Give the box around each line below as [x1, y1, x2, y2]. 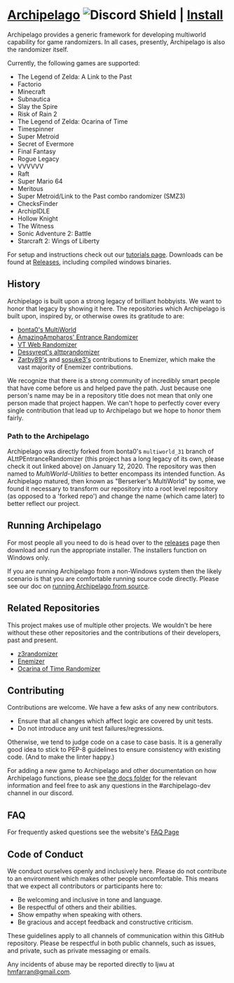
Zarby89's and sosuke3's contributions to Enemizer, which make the [17, 355, 216, 363]
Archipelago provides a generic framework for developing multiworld [7, 30, 207, 39]
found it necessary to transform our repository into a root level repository [7, 485, 219, 493]
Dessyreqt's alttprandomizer [17, 348, 100, 356]
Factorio [17, 79, 42, 88]
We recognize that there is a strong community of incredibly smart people [7, 376, 221, 384]
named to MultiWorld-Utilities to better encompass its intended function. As [7, 469, 226, 478]
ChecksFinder [17, 199, 58, 207]
